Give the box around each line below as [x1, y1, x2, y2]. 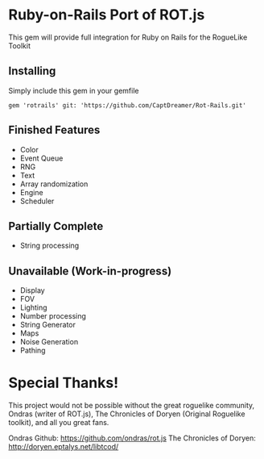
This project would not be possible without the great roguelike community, [8, 401, 255, 411]
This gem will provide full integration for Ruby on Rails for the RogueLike [8, 32, 248, 42]
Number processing [19, 311, 87, 321]
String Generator [19, 320, 76, 330]
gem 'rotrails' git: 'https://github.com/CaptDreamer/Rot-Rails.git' [8, 101, 247, 110]
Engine [19, 187, 43, 197]
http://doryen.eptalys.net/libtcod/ [8, 442, 119, 452]
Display [19, 286, 46, 295]
